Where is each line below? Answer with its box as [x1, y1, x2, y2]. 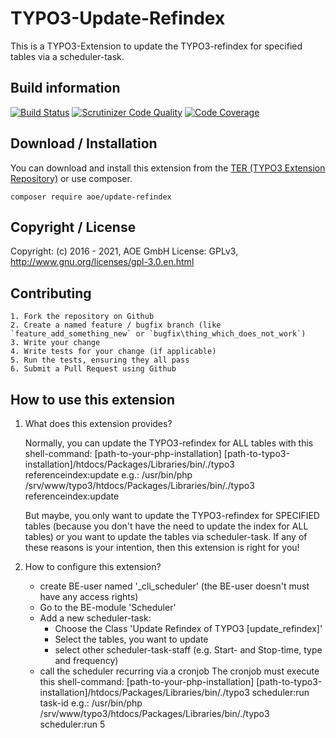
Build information [10, 80, 121, 97]
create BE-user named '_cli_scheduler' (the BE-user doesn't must [39, 580, 310, 592]
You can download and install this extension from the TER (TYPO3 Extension [10, 162, 326, 174]
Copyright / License [10, 218, 137, 236]
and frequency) [54, 655, 119, 666]
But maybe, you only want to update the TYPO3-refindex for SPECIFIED [24, 510, 320, 521]
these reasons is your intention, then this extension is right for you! [24, 542, 300, 553]
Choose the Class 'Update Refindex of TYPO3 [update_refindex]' [54, 623, 323, 634]
